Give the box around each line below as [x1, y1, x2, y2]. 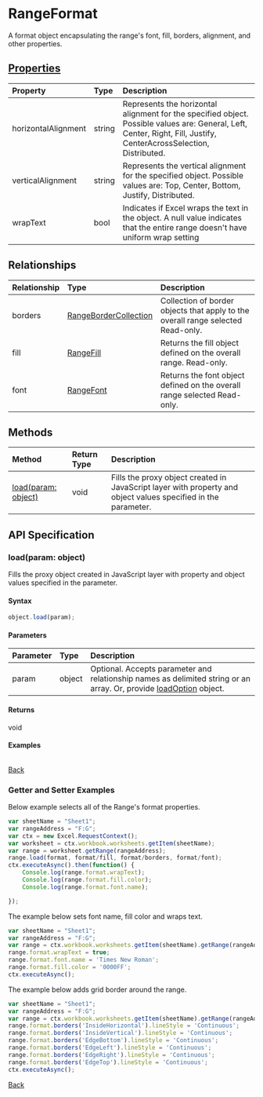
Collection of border [160, 295, 235, 306]
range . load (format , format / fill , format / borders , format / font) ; [8, 854, 222, 862]
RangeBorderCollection [67, 309, 153, 320]
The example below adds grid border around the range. [8, 985, 187, 994]
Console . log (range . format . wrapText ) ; [22, 868, 146, 876]
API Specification [8, 528, 95, 542]
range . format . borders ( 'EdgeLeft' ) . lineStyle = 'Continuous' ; [8, 1044, 212, 1052]
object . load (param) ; [8, 613, 76, 621]
